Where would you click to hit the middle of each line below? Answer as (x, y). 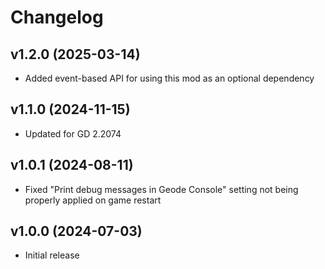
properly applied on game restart (93, 200)
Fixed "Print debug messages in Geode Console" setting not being (161, 189)
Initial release (52, 255)
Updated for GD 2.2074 (73, 133)
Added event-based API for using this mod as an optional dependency (169, 78)
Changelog (57, 17)
